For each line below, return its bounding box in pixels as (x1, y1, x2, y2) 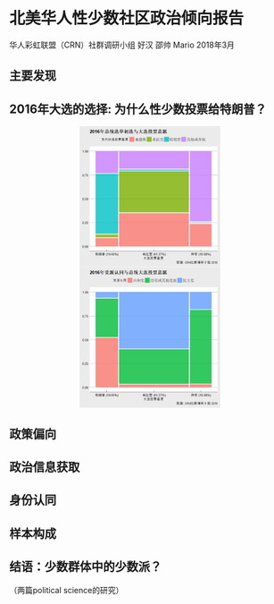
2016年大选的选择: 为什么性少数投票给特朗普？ (9, 101, 268, 116)
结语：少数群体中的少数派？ (9, 559, 162, 574)
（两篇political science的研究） (9, 584, 124, 595)
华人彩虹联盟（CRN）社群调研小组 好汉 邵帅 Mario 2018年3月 (9, 39, 235, 50)
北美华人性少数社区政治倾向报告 (9, 8, 245, 29)
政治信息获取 (9, 459, 80, 474)
